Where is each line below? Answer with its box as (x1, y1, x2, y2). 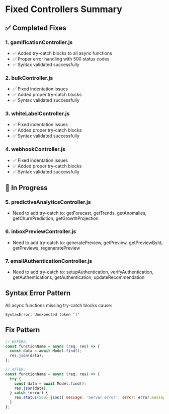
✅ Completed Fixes (5, 24, 67, 32)
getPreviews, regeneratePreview (12, 245, 80, 251)
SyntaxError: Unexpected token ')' (5, 312, 80, 317)
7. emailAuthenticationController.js (5, 257, 93, 264)
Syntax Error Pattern (5, 289, 71, 298)
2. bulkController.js (5, 74, 53, 81)
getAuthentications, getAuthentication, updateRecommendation (12, 274, 145, 280)
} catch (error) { (10, 390, 49, 395)
